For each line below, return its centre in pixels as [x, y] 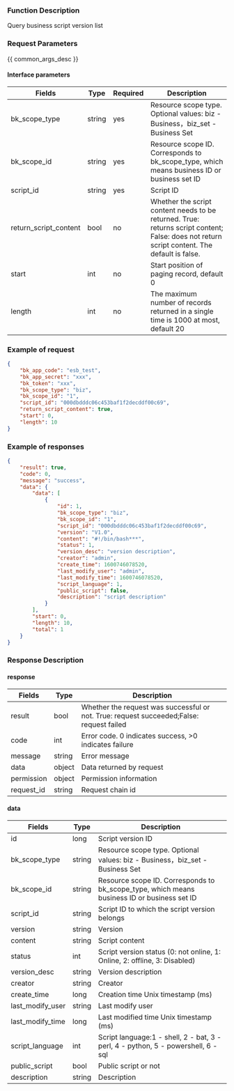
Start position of [177, 265]
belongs [111, 918]
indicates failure [107, 744]
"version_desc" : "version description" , [116, 552]
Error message [105, 756]
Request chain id [108, 789]
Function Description [44, 10]
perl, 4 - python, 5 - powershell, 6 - [158, 1046]
